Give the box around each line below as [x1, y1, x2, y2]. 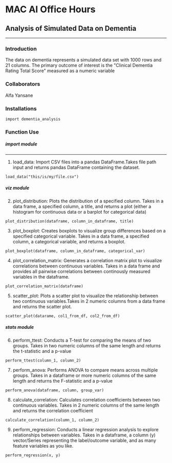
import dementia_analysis [5, 116, 60, 121]
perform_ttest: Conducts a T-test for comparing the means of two [12, 337, 151, 343]
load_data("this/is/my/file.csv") [5, 174, 79, 179]
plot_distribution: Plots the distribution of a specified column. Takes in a [12, 198, 164, 204]
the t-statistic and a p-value [12, 348, 72, 354]
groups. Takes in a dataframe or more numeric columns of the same [12, 372, 156, 378]
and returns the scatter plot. [12, 303, 72, 309]
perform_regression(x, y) [5, 452, 60, 458]
